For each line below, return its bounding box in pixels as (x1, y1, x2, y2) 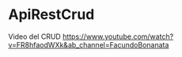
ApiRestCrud (8, 6, 95, 24)
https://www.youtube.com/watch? (62, 32, 174, 41)
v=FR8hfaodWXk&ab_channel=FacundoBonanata (8, 40, 169, 49)
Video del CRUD (8, 32, 61, 41)
